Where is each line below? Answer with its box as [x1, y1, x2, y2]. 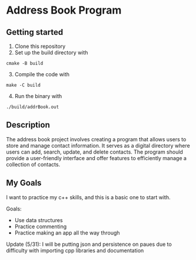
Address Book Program [6, 4, 122, 17]
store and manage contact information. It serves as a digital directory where [6, 142, 190, 149]
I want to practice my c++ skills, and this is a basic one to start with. [6, 193, 171, 201]
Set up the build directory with [14, 49, 88, 56]
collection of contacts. [6, 161, 61, 168]
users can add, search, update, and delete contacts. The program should [6, 148, 184, 155]
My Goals [6, 178, 42, 188]
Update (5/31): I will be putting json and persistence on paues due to [6, 240, 172, 248]
